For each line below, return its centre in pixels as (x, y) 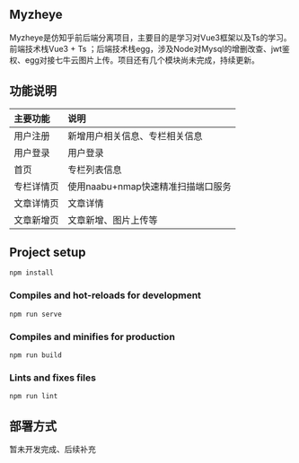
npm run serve (36, 314)
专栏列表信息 (95, 170)
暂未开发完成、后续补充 (53, 450)
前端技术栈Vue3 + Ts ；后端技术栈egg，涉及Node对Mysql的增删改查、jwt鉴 (149, 48)
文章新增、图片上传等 (113, 220)
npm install (31, 273)
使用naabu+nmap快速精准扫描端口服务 (149, 186)
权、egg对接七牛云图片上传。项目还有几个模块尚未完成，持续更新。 (135, 60)
